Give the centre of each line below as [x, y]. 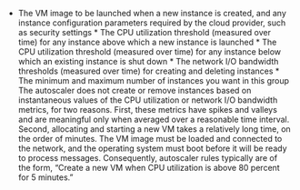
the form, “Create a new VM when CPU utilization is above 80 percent [149, 168]
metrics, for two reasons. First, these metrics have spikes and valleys [147, 110]
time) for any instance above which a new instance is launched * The [147, 42]
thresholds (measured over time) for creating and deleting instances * [149, 71]
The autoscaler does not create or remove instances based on [135, 90]
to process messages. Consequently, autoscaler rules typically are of [148, 158]
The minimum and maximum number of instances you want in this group [153, 80]
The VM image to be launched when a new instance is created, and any [152, 13]
